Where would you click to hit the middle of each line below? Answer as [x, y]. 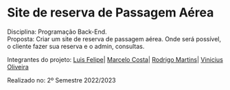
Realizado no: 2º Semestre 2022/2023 [61, 80]
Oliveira [18, 67]
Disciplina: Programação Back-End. [57, 32]
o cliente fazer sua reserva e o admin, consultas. [76, 46]
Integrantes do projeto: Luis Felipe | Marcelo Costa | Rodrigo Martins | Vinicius [115, 59]
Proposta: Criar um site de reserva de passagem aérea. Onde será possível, [114, 38]
